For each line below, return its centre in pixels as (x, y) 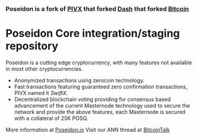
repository (32, 46)
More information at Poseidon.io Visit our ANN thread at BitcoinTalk (88, 129)
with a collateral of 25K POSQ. (51, 118)
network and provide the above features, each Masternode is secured (100, 112)
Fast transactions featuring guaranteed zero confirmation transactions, (101, 86)
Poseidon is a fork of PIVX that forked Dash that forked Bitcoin (97, 9)
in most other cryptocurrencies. (44, 69)
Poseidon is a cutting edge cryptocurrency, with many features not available (99, 62)
